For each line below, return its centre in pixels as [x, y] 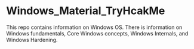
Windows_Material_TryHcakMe [86, 11]
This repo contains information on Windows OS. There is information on [94, 27]
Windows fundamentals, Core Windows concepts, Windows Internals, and [97, 33]
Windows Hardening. [32, 40]
